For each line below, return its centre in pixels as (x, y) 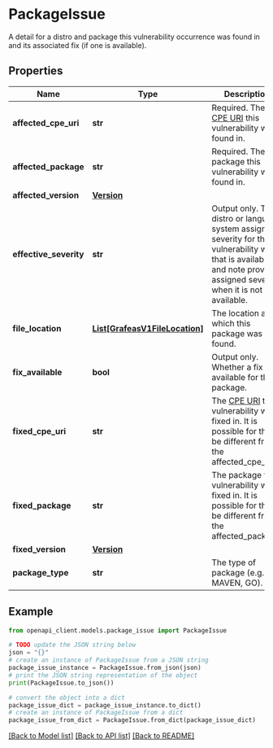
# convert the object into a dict (67, 698)
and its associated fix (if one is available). (78, 45)
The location (236, 313)
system (225, 229)
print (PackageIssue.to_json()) (61, 683)
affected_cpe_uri (46, 123)
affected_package (48, 166)
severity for (234, 238)
